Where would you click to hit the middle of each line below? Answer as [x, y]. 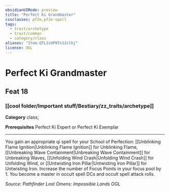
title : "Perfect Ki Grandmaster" [40, 15]
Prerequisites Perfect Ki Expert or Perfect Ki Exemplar [62, 127]
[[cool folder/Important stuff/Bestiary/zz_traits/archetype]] [80, 106]
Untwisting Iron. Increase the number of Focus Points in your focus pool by [83, 169]
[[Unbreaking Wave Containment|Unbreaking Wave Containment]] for [78, 152]
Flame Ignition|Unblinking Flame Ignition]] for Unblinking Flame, [72, 147]
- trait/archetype [29, 29]
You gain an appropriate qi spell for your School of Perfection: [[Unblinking [83, 141]
